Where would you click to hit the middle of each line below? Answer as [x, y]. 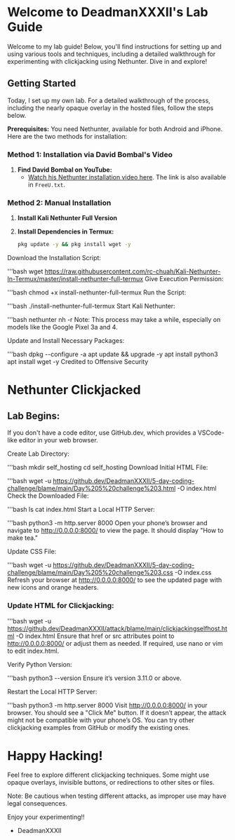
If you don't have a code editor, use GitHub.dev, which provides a [102, 433]
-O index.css [193, 573]
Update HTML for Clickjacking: [61, 606]
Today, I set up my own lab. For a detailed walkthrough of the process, [109, 100]
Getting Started [42, 84]
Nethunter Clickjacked [74, 390]
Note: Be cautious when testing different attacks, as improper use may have [117, 796]
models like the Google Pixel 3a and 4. [62, 327]
